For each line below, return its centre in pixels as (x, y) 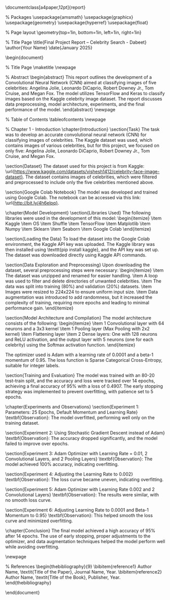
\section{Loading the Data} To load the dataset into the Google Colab (78, 239)
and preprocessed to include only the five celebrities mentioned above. (80, 182)
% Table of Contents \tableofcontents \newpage (56, 119)
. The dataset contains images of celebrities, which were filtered (90, 177)
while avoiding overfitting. (32, 547)
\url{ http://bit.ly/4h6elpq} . (32, 203)
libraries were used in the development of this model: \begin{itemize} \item (83, 218)
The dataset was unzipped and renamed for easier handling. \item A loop (82, 276)
